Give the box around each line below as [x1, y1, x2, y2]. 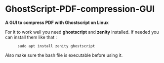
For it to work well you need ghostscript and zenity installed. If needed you [5, 29, 159, 35]
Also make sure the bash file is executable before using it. [5, 52, 123, 58]
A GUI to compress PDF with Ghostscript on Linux [5, 20, 109, 25]
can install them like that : [5, 34, 57, 40]
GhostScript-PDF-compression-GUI [5, 3, 155, 15]
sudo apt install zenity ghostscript [17, 43, 95, 48]
